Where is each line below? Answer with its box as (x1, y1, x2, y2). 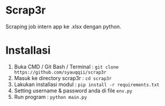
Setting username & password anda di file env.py (14, 87, 133, 94)
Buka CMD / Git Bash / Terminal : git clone (14, 63, 119, 70)
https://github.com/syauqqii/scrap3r (14, 69, 107, 75)
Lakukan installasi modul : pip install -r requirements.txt (14, 81, 160, 88)
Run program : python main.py (14, 93, 87, 100)
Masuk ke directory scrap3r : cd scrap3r (14, 74, 112, 81)
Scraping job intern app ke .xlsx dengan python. (5, 23, 122, 30)
